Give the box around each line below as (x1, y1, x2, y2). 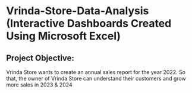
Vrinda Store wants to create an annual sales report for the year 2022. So (6, 69, 186, 75)
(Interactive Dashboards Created (6, 17, 172, 30)
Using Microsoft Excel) (6, 30, 121, 43)
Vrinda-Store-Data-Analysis (6, 4, 149, 18)
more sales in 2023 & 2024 (6, 81, 73, 88)
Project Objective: (6, 53, 74, 63)
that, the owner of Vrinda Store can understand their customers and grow (6, 75, 186, 82)
